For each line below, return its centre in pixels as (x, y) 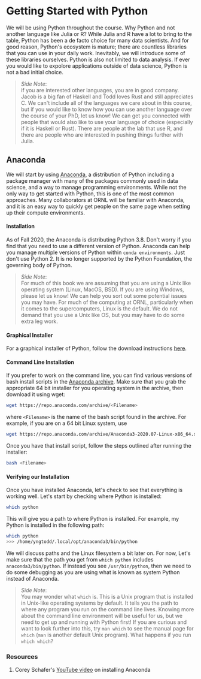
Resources (22, 656)
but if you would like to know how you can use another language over (106, 109)
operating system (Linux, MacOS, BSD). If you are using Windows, (102, 289)
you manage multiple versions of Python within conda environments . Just (96, 252)
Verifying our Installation (38, 476)
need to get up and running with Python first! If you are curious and (104, 622)
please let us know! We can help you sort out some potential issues (104, 295)
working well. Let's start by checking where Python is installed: (84, 496)
